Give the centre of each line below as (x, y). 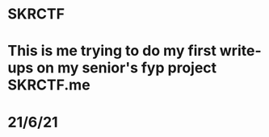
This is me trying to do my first (112, 51)
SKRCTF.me (49, 85)
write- (240, 51)
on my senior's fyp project (127, 68)
